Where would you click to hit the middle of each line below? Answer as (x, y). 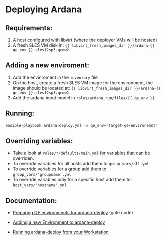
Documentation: (31, 201)
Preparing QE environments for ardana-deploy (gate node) (73, 213)
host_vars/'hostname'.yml (39, 185)
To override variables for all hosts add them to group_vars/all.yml (81, 164)
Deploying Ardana (44, 9)
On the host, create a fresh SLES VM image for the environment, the (83, 83)
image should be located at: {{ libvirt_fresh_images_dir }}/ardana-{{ (87, 88)
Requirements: (29, 28)
